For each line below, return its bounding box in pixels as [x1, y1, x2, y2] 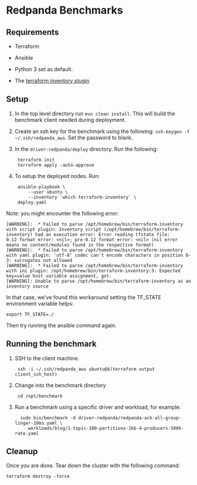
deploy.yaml [17, 199, 47, 205]
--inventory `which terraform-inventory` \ [28, 194, 137, 200]
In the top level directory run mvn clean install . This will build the [14, 110, 175, 117]
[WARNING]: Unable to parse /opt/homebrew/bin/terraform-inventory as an [6, 278, 192, 284]
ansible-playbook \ [17, 184, 65, 190]
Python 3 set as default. [14, 66, 73, 73]
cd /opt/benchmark [17, 393, 63, 399]
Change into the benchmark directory [14, 381, 106, 389]
